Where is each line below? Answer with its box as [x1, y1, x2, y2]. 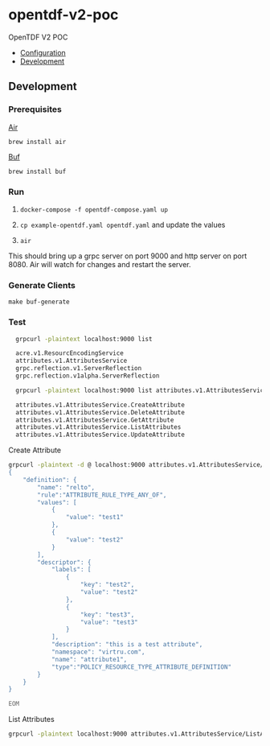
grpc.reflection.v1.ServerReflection [15, 365, 142, 373]
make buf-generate [8, 298, 70, 307]
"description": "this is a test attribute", [51, 641, 203, 649]
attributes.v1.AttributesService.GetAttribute [15, 416, 174, 424]
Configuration [19, 47, 66, 57]
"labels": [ [51, 566, 92, 574]
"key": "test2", [80, 581, 135, 589]
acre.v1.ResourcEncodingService [15, 349, 125, 357]
